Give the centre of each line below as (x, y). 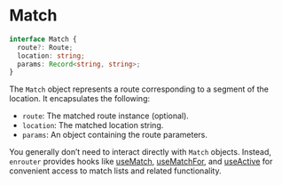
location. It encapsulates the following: (80, 99)
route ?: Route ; (45, 47)
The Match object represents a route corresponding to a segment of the (139, 89)
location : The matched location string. (93, 125)
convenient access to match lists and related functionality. (115, 171)
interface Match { (43, 39)
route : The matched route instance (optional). (105, 116)
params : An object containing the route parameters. (115, 135)
